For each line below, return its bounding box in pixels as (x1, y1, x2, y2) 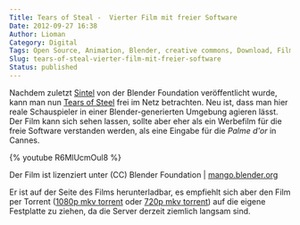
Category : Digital (9, 37, 78, 47)
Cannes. (9, 135, 40, 146)
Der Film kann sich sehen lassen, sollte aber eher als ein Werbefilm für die (9, 115, 283, 126)
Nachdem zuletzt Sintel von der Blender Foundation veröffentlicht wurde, (9, 87, 279, 98)
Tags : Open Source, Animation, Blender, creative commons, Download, (9, 46, 274, 55)
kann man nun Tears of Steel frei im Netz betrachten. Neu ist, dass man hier (9, 96, 288, 107)
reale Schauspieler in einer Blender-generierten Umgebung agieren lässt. (9, 106, 279, 117)
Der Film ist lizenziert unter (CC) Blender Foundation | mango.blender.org (9, 169, 279, 179)
